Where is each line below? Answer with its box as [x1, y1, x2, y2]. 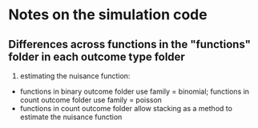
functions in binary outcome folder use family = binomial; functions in [19, 86, 250, 96]
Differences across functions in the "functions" [8, 38, 251, 51]
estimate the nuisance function [19, 112, 123, 122]
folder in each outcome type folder [8, 50, 186, 63]
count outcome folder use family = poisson [19, 95, 163, 105]
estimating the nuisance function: [19, 71, 131, 81]
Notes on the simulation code [8, 6, 208, 24]
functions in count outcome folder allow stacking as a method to [19, 104, 232, 113]
